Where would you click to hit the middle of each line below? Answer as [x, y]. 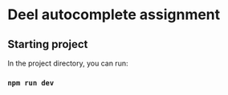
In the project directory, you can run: [68, 63]
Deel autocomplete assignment [114, 15]
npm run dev [31, 83]
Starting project [48, 44]
